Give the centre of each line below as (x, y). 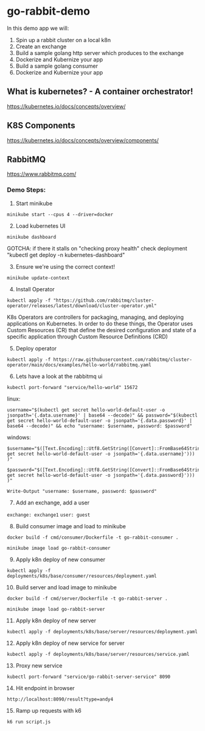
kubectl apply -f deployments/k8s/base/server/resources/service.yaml (98, 654)
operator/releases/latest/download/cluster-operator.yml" (82, 306)
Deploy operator (36, 348)
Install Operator (35, 289)
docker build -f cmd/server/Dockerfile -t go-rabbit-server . (87, 598)
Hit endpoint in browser (45, 688)
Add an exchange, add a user (53, 503)
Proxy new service (39, 665)
